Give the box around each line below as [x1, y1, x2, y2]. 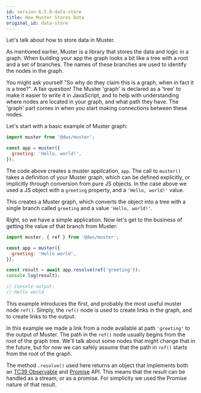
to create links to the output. [6, 312, 76, 320]
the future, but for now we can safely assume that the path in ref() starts [6, 344, 188, 351]
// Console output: [6, 283, 55, 289]
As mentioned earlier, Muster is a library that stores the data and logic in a [6, 48, 189, 55]
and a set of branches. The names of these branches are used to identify [6, 61, 187, 68]
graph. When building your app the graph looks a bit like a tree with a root [6, 55, 188, 62]
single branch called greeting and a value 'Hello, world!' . [6, 204, 153, 211]
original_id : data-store [6, 20, 68, 26]
